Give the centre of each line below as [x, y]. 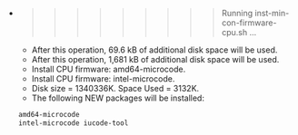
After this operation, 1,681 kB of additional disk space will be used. [155, 59]
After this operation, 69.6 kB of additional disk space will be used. [154, 50]
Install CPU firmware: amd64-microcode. [109, 69]
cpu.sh [234, 32]
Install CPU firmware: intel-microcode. [103, 79]
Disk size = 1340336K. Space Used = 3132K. [115, 88]
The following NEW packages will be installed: [118, 98]
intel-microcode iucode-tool [73, 123]
